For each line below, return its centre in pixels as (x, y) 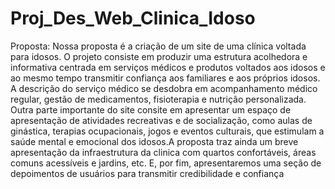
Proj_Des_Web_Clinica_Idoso (133, 18)
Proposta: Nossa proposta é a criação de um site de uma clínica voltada (158, 46)
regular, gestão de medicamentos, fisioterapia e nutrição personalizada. (158, 99)
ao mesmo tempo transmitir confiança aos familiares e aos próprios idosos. (165, 78)
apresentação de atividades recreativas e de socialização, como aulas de (161, 120)
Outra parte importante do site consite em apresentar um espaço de (151, 109)
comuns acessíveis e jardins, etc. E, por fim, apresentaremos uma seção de (166, 163)
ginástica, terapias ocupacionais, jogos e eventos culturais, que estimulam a (167, 131)
